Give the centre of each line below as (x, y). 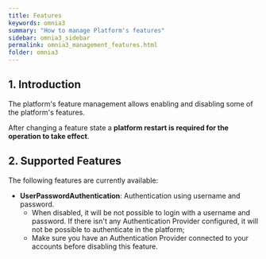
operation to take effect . (49, 136)
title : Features (35, 15)
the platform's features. (46, 112)
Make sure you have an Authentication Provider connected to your (140, 238)
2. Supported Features (65, 161)
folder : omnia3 (33, 52)
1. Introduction (44, 85)
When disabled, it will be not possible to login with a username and (141, 212)
